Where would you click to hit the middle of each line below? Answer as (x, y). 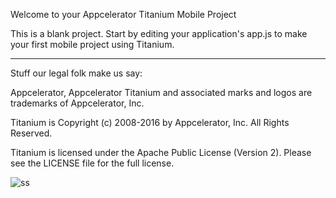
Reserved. (31, 133)
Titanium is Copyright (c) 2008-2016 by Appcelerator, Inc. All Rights (150, 122)
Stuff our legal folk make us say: (76, 73)
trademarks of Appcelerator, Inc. (77, 103)
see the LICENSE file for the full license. (92, 163)
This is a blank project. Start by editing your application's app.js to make (159, 33)
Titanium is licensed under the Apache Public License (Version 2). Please (161, 152)
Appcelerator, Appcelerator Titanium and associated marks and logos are (161, 92)
